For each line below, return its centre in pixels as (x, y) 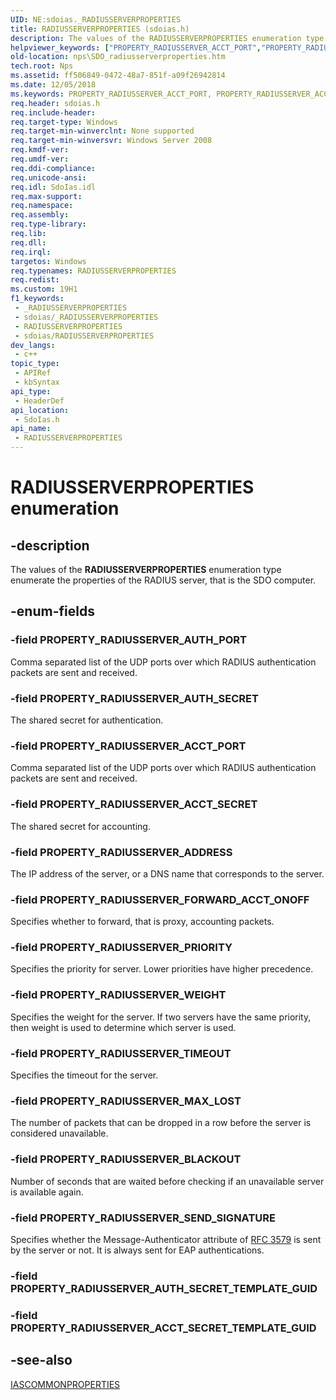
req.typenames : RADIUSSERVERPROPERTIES (93, 271)
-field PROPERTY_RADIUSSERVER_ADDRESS (121, 852)
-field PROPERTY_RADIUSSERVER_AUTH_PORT (129, 640)
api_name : (31, 429)
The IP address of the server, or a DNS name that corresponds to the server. (167, 873)
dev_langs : (33, 345)
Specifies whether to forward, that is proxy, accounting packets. (142, 922)
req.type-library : (48, 224)
